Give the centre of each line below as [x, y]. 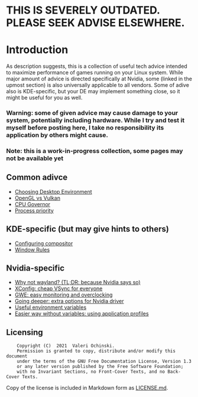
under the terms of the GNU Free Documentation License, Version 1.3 [104, 362]
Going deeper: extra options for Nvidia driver [69, 301]
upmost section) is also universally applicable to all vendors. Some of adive [98, 85]
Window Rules [32, 249]
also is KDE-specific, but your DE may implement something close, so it [93, 92]
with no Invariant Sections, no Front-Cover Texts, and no [91, 372]
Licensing [25, 332]
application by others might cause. [57, 135]
